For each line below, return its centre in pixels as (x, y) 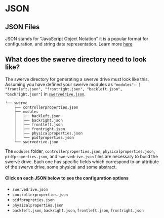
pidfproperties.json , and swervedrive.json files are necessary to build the (82, 156)
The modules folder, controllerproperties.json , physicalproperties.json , (80, 151)
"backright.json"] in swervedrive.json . (45, 94)
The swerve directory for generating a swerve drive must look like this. (77, 79)
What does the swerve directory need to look (76, 60)
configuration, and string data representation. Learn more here (69, 44)
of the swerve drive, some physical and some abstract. (61, 167)
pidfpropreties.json (33, 200)
